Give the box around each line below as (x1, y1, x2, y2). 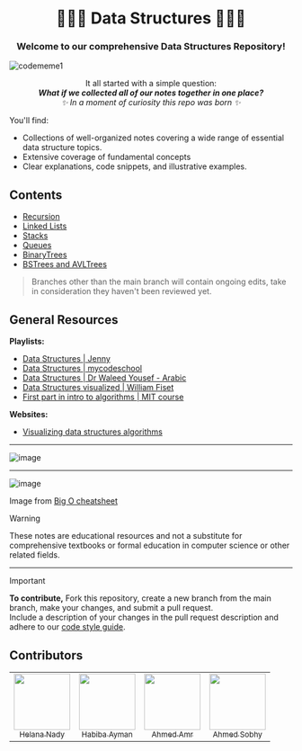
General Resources (9, 312, 119, 327)
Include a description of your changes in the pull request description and (9, 612, 279, 623)
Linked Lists (22, 220, 67, 232)
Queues (22, 240, 52, 251)
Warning (9, 513, 40, 524)
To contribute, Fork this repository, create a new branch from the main (9, 593, 272, 603)
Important (9, 576, 46, 586)
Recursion (22, 211, 60, 222)
